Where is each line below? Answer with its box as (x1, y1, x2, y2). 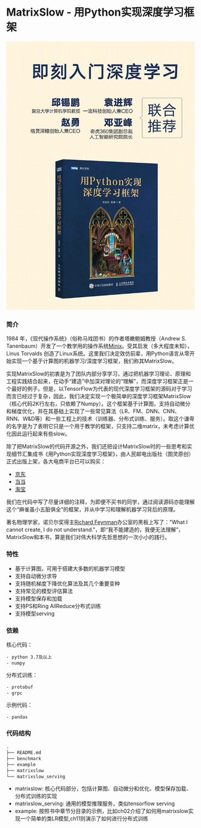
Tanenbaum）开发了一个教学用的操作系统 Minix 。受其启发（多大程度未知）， (6, 342, 193, 350)
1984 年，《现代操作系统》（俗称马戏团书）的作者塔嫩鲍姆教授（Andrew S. (6, 335, 187, 342)
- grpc (6, 690, 23, 696)
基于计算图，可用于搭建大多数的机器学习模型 (14, 565, 126, 572)
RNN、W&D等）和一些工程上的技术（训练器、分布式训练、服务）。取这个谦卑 (6, 415, 195, 423)
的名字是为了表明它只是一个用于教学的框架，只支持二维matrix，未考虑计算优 (6, 423, 195, 430)
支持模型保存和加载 (14, 595, 63, 602)
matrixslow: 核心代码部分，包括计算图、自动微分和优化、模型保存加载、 (14, 785, 192, 792)
